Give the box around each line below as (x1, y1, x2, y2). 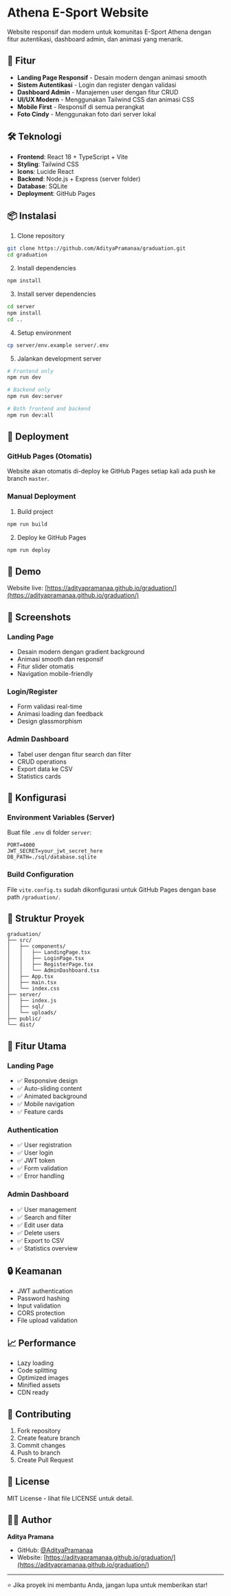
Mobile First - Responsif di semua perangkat (16, 102, 144, 111)
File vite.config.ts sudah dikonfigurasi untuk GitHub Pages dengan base (7, 885, 217, 894)
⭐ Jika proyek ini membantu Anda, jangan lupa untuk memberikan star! (7, 1581, 208, 1589)
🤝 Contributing (7, 1408, 71, 1420)
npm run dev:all (7, 412, 54, 419)
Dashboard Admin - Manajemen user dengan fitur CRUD (16, 88, 179, 96)
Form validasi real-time (16, 702, 82, 711)
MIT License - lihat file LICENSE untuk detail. (7, 1494, 134, 1502)
